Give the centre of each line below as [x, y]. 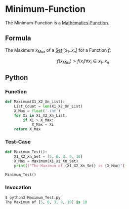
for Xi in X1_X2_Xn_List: [41, 115]
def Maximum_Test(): [26, 152]
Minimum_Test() [21, 174]
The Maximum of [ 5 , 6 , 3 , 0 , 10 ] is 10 [46, 202]
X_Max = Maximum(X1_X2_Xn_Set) [46, 161]
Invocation [18, 187]
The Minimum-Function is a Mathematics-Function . [57, 23]
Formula [18, 38]
